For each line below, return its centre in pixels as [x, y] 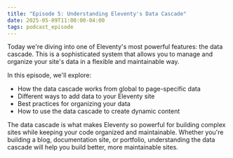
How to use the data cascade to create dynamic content [99, 111]
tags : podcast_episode [40, 27]
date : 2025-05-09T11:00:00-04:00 [56, 20]
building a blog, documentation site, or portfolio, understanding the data [111, 140]
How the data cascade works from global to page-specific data [109, 89]
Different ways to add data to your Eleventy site [86, 96]
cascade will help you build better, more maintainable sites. [93, 147]
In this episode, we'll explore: [49, 75]
